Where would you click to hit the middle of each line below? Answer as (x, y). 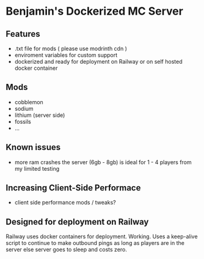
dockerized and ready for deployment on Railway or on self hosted (98, 62)
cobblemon (29, 102)
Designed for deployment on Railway (77, 222)
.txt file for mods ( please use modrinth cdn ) (71, 48)
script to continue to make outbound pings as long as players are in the (95, 243)
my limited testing (37, 168)
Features (23, 34)
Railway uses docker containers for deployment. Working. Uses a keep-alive (102, 236)
